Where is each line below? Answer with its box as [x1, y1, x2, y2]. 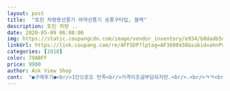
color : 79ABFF [7, 55, 48, 62]
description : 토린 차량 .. [7, 23, 79, 29]
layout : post [7, 10, 44, 17]
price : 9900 [7, 61, 41, 68]
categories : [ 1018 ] [7, 49, 63, 55]
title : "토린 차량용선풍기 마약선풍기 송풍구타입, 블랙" [7, 16, 147, 23]
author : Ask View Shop [7, 67, 72, 74]
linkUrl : [7, 42, 32, 49]
